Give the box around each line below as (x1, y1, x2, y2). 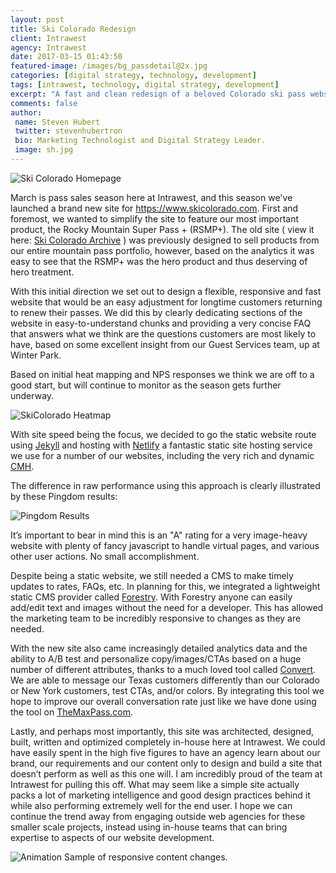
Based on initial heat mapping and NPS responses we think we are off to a (10, 368, 315, 380)
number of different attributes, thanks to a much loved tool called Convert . (10, 663, 317, 675)
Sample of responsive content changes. (64, 851, 228, 863)
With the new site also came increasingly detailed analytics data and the (10, 642, 308, 654)
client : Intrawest (10, 33, 87, 43)
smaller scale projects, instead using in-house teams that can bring (10, 821, 288, 833)
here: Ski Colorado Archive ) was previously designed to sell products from (10, 234, 320, 246)
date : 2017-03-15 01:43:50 (10, 52, 123, 62)
